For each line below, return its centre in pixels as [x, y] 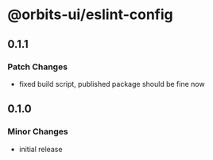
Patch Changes [38, 67]
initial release [41, 149]
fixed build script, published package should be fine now [112, 84]
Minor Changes [38, 131]
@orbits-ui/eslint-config [91, 15]
